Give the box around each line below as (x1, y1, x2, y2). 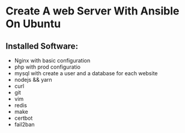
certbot (14, 114, 33, 122)
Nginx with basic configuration (14, 57, 91, 64)
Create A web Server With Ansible (5, 4, 180, 18)
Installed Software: (5, 41, 79, 51)
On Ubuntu (5, 17, 61, 31)
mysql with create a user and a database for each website (14, 70, 158, 76)
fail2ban (14, 121, 35, 128)
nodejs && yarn (14, 76, 52, 83)
